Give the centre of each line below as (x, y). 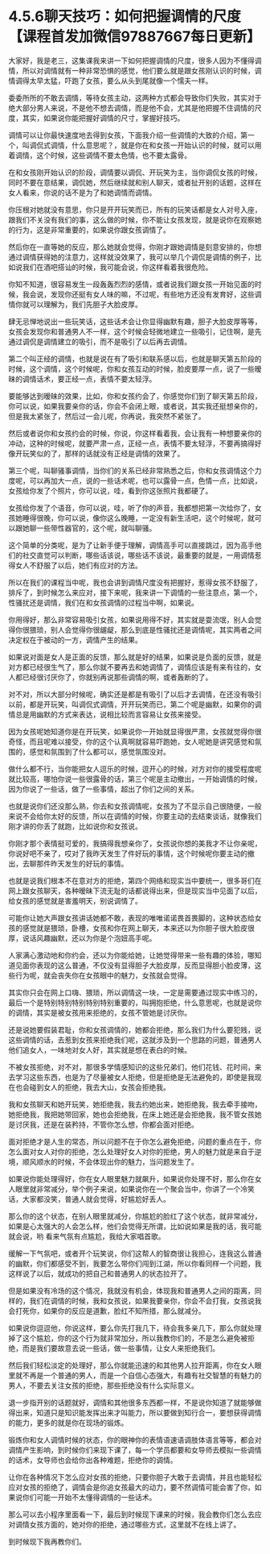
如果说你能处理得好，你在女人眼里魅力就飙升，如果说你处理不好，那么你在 (131, 1178)
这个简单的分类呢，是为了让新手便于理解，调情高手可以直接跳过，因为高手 (131, 545)
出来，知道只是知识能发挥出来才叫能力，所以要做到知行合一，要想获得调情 (138, 1412)
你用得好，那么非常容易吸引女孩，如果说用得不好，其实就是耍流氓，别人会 (131, 619)
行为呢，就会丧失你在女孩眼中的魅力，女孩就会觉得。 (103, 975)
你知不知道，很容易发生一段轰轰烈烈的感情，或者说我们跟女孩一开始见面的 (131, 284)
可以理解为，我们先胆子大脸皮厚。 (86, 304)
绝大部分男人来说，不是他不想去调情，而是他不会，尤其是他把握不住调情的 (131, 108)
